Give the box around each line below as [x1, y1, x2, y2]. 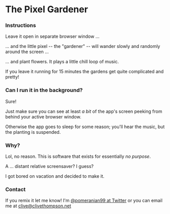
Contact [5, 186, 26, 193]
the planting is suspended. [5, 129, 61, 135]
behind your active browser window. [5, 113, 81, 120]
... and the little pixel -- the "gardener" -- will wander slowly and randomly [5, 43, 160, 50]
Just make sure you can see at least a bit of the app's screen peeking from [5, 108, 162, 114]
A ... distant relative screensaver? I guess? [5, 163, 94, 170]
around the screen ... [5, 49, 49, 55]
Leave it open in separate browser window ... [5, 33, 100, 39]
